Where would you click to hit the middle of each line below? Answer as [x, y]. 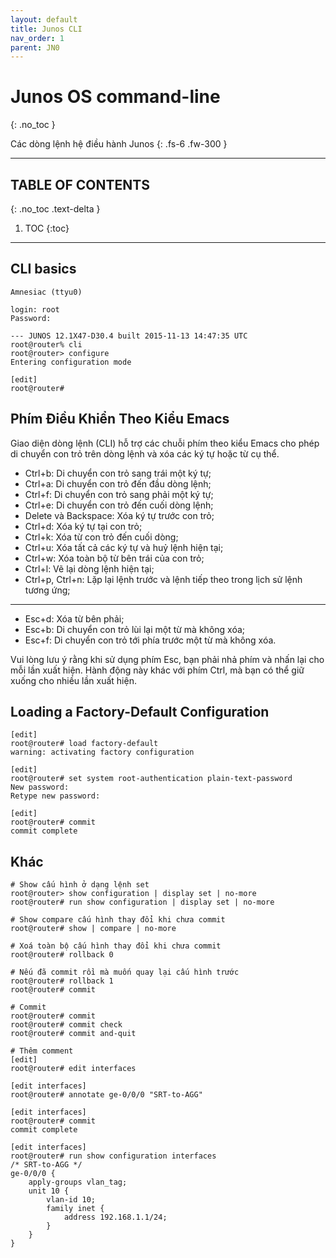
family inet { [75, 1209]
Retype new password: [55, 796]
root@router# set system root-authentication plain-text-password [151, 779]
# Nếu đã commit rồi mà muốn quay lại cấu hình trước [125, 972]
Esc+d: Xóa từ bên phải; [74, 618]
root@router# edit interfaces [73, 1069]
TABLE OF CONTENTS [80, 184]
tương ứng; [47, 590]
